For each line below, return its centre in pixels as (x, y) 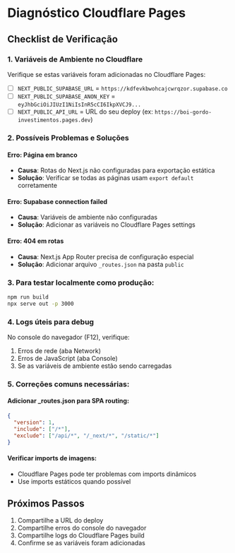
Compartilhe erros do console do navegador (82, 528)
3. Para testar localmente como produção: (81, 283)
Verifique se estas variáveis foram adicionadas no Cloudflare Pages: (107, 74)
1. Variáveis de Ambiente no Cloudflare (75, 59)
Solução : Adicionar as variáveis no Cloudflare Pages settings (106, 225)
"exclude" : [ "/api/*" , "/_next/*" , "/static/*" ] (86, 436)
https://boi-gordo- (183, 112)
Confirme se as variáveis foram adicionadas (82, 543)
